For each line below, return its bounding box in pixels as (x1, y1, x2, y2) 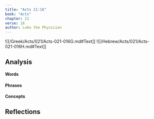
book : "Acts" (5, 12, 32, 17)
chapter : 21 (5, 16, 29, 21)
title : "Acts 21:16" (5, 7, 47, 12)
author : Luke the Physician (5, 25, 62, 30)
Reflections (5, 107, 41, 116)
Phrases (5, 82, 22, 88)
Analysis (5, 58, 33, 66)
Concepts (5, 93, 25, 100)
